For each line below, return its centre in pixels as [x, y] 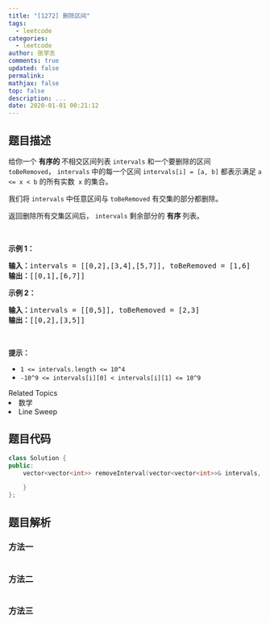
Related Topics [33, 392]
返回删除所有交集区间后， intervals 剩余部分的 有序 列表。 [106, 215]
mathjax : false [34, 83]
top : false [27, 91]
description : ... [37, 98]
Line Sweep [38, 411]
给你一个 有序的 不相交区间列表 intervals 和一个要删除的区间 [110, 161]
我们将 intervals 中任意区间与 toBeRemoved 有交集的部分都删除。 [116, 198]
